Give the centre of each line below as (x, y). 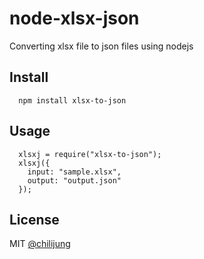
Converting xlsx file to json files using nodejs (101, 46)
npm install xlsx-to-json (72, 100)
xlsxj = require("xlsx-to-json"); (90, 154)
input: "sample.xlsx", (74, 172)
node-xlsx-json (74, 18)
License (34, 219)
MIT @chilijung (40, 244)
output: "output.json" (74, 180)
